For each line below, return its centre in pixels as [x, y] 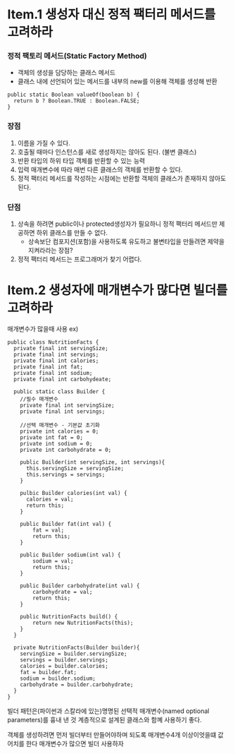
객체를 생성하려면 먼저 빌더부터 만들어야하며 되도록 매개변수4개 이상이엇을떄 [112, 735]
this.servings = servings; [65, 475]
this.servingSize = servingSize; [75, 469]
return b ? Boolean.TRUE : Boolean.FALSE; [77, 101]
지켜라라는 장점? [50, 251]
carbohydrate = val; [63, 592]
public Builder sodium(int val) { [70, 555]
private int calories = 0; [59, 431]
